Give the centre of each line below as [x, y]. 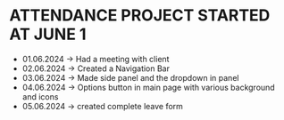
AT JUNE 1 [48, 34]
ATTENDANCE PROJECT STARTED [140, 16]
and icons [40, 96]
